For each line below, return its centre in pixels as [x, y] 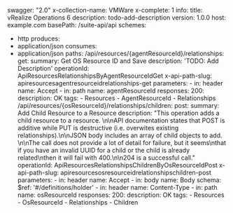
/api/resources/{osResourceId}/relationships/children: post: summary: [118, 105]
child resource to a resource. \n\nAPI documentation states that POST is [121, 121]
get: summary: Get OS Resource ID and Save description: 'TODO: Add [118, 61]
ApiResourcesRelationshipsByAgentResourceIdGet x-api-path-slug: [114, 76]
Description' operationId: [53, 68]
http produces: [39, 39]
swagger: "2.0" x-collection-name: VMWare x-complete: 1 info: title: [105, 10]
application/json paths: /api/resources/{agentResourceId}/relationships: [121, 53]
